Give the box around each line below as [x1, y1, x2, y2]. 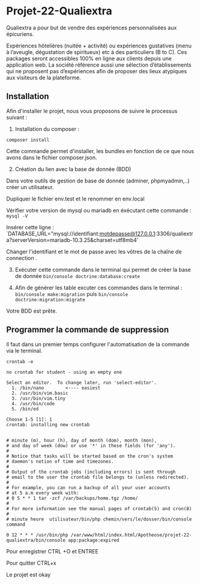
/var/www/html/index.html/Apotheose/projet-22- [70, 532, 192, 538]
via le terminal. [6, 347, 43, 354]
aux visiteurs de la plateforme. [6, 74, 81, 81]
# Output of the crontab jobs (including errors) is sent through [6, 469, 176, 475]
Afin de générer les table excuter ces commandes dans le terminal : [14, 284, 183, 291]
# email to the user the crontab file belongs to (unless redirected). [6, 474, 189, 480]
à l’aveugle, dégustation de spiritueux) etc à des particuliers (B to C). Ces [6, 48, 187, 55]
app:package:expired [68, 537, 120, 543]
